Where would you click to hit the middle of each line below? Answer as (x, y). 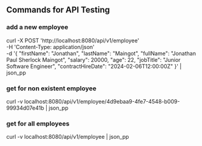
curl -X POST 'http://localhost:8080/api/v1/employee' (73, 40)
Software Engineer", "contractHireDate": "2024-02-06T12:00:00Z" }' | (94, 66)
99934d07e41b (25, 108)
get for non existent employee (52, 88)
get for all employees (38, 124)
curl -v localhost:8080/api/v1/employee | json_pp (68, 137)
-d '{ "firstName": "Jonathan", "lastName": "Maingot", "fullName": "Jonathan (101, 53)
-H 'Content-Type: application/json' (51, 47)
